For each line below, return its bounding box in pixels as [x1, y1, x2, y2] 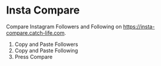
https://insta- [123, 23, 155, 30]
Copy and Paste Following [14, 47, 78, 54]
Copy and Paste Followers [14, 41, 78, 48]
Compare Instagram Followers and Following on [6, 23, 122, 30]
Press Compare [14, 53, 53, 60]
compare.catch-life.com [6, 29, 65, 36]
